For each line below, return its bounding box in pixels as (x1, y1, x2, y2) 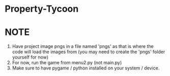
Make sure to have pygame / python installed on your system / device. (12, 65, 160, 71)
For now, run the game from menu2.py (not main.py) (12, 60, 122, 66)
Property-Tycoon (5, 3, 79, 15)
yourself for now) (12, 54, 49, 60)
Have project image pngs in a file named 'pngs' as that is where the (12, 43, 154, 49)
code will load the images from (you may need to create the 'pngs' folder (12, 49, 165, 55)
